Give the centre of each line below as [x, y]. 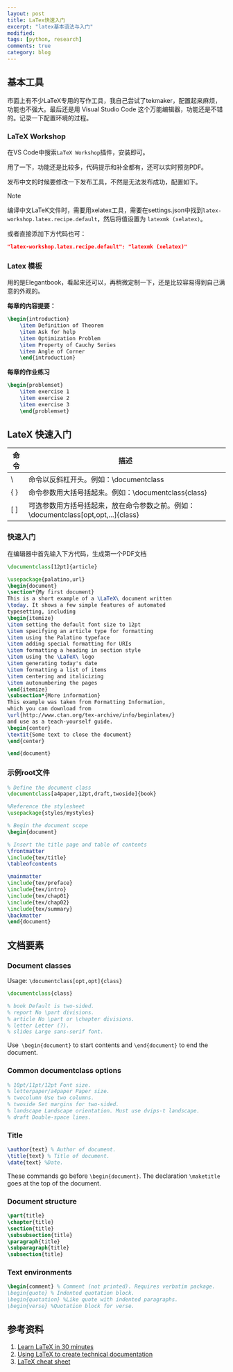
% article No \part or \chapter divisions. [71, 1019]
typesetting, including [42, 612]
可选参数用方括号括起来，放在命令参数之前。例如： [112, 506]
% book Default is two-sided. [51, 1006]
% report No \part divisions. [51, 1012]
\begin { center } [29, 728]
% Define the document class [49, 788]
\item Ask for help [48, 332]
